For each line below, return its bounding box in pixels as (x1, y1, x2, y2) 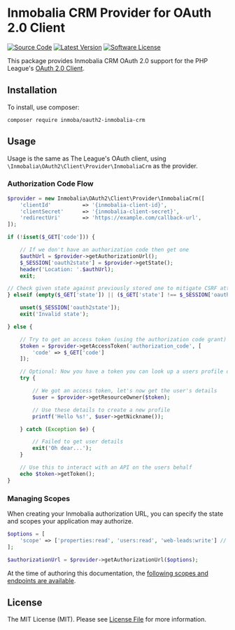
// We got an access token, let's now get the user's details (32, 388, 218, 395)
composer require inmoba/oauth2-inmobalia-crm (7, 116, 145, 123)
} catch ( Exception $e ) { (20, 425, 96, 432)
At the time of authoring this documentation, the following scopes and (7, 569, 208, 577)
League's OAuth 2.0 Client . (7, 64, 85, 72)
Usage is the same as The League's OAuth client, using (7, 154, 166, 163)
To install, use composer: (7, 103, 80, 111)
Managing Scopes (7, 493, 71, 503)
